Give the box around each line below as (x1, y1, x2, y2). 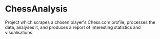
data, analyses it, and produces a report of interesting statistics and (5, 24, 141, 30)
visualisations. (5, 29, 34, 35)
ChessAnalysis (5, 3, 68, 14)
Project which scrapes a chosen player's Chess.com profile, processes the (5, 19, 156, 25)
